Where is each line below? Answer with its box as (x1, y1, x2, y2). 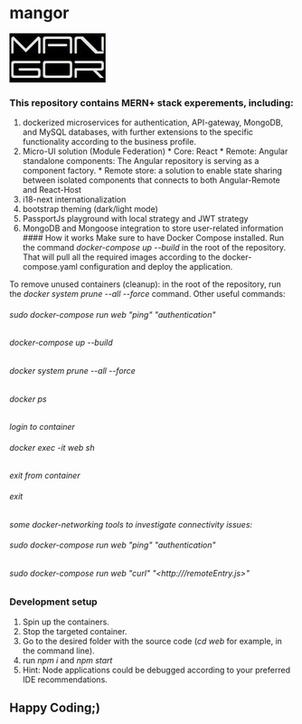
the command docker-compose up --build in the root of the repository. (22, 243, 287, 253)
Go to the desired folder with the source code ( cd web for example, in (22, 635, 283, 646)
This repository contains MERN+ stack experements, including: (9, 96, 294, 109)
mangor (9, 3, 70, 24)
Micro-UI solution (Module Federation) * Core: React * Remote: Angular (22, 146, 288, 157)
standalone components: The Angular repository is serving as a (22, 156, 260, 167)
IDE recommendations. (22, 673, 109, 685)
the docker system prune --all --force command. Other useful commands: (9, 289, 286, 300)
